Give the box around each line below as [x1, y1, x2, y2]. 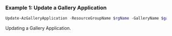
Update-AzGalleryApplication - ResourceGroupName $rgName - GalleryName [5, 16, 159, 21]
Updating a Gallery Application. [5, 25, 71, 31]
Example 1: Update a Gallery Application [5, 4, 107, 11]
